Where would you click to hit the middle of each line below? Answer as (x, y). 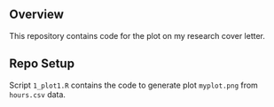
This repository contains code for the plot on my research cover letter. (137, 35)
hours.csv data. (38, 94)
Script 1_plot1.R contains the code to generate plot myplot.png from (134, 85)
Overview (37, 15)
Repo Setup (42, 64)
